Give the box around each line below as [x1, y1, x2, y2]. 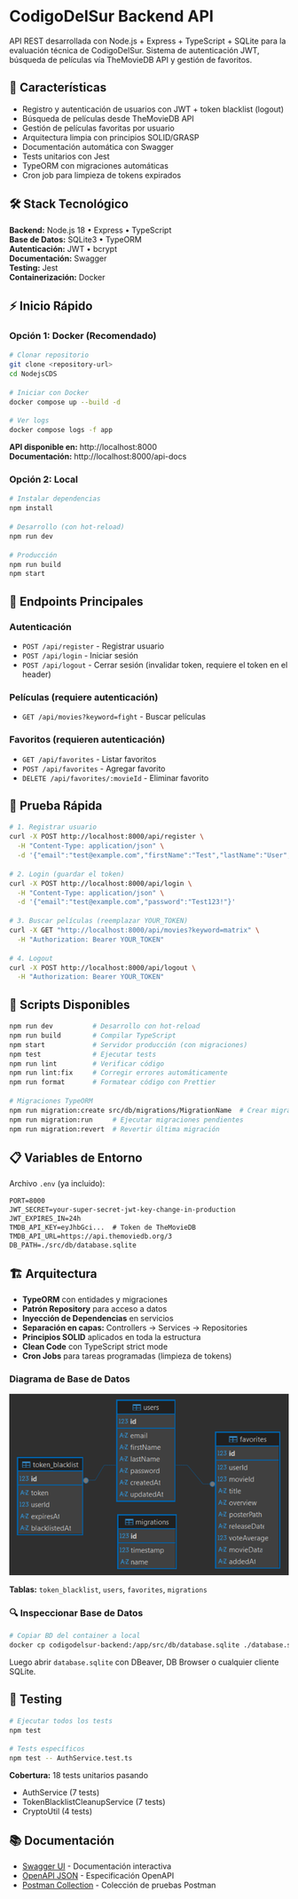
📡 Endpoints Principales [9, 594, 144, 609]
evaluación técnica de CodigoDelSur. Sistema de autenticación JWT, [9, 44, 260, 55]
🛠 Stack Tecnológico [9, 197, 129, 212]
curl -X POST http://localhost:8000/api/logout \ [9, 963, 197, 973]
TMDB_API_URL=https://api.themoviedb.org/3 [9, 1232, 173, 1241]
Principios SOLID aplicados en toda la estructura [21, 1332, 201, 1343]
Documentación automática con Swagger [21, 141, 175, 152]
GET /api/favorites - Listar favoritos [21, 753, 157, 764]
